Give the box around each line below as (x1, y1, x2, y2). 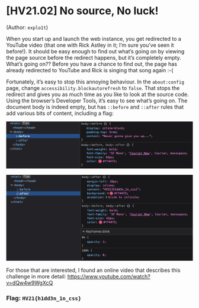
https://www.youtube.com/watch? (67, 272, 151, 280)
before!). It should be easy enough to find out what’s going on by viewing (6, 47, 185, 54)
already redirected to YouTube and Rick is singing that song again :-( (6, 66, 174, 73)
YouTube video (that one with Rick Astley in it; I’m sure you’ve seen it (6, 41, 174, 49)
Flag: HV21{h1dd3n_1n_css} (6, 294, 82, 302)
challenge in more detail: (6, 272, 66, 280)
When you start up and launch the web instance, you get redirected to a (6, 35, 182, 42)
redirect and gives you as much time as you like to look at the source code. (6, 91, 189, 98)
